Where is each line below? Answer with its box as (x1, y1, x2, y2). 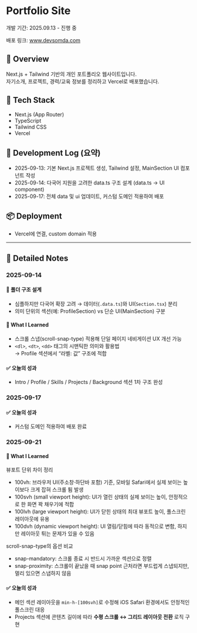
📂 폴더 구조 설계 (6, 286, 42, 293)
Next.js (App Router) (14, 110, 64, 118)
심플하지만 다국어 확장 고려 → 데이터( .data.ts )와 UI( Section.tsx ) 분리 (14, 300, 178, 307)
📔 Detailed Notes (6, 253, 69, 263)
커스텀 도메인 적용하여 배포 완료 (14, 423, 87, 430)
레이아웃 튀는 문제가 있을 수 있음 (21, 530, 95, 537)
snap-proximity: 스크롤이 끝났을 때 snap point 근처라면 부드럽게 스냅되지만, (14, 563, 189, 570)
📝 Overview (6, 54, 49, 64)
